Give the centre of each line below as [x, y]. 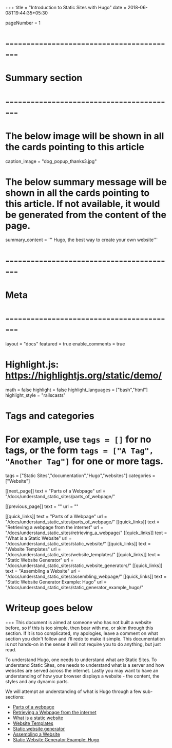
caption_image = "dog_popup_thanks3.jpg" [51, 161]
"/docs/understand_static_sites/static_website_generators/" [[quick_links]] [84, 565]
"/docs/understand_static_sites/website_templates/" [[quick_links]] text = [83, 554]
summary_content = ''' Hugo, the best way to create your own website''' [82, 240]
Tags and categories [50, 416]
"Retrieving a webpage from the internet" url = [54, 527]
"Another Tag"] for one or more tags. [84, 461]
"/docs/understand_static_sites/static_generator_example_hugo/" [74, 587]
